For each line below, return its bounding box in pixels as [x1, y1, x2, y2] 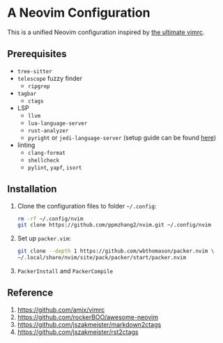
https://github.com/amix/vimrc [17, 305, 105, 314]
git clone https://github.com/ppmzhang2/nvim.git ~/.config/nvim [17, 222, 211, 229]
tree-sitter [17, 68, 52, 75]
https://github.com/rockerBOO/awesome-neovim [17, 312, 159, 321]
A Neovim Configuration [7, 5, 151, 21]
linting [17, 141, 36, 149]
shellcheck [27, 157, 60, 164]
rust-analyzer [27, 127, 69, 134]
